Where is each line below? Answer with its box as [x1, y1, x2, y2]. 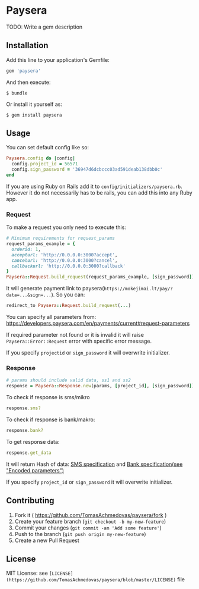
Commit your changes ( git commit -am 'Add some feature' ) [14, 524, 162, 531]
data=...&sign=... [6, 292, 52, 298]
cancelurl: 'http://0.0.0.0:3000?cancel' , [11, 257, 118, 264]
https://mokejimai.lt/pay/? [103, 286, 173, 292]
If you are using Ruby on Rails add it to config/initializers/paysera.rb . [6, 183, 182, 190]
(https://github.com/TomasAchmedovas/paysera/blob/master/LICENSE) [6, 577, 176, 583]
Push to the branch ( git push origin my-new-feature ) [14, 530, 146, 537]
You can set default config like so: [6, 144, 89, 151]
